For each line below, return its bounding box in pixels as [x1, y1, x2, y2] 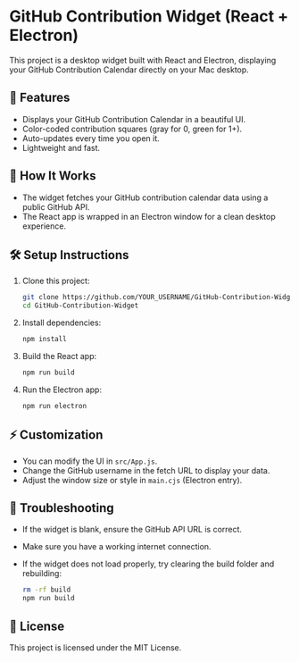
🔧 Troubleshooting [9, 500, 114, 515]
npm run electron [21, 401, 87, 410]
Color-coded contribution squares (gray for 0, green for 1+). [21, 123, 243, 134]
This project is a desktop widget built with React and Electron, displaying [9, 54, 277, 65]
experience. [21, 221, 67, 231]
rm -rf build [21, 585, 71, 595]
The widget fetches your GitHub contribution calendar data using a [21, 192, 269, 203]
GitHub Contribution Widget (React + [9, 6, 289, 27]
